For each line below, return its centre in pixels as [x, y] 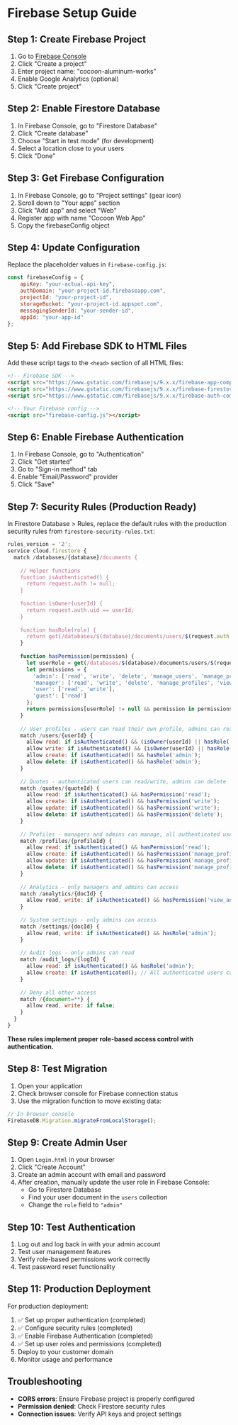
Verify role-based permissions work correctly [84, 1259]
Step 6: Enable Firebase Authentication [96, 437]
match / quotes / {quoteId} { [60, 788]
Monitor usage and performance [65, 1359]
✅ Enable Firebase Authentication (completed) [85, 1336]
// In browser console [41, 1114]
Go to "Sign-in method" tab [57, 469]
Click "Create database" [53, 133]
